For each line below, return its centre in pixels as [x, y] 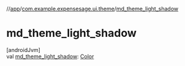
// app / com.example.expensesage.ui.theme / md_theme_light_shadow [92, 9]
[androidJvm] [24, 50]
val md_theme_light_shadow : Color [50, 56]
